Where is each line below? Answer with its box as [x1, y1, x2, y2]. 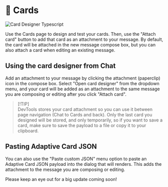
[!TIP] [17, 101, 29, 107]
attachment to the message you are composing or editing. [5, 166, 125, 172]
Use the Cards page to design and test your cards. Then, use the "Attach [5, 31, 156, 37]
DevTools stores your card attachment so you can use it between [17, 106, 152, 112]
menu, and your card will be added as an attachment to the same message [5, 86, 160, 92]
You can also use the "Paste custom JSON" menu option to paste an [5, 156, 147, 162]
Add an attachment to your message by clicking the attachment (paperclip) [5, 75, 161, 81]
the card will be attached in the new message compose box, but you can [5, 41, 156, 47]
